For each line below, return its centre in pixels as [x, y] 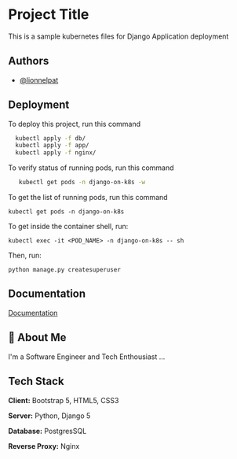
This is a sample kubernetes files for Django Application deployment [118, 36]
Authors [29, 61]
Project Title [49, 15]
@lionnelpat [39, 80]
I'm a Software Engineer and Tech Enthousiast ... [87, 357]
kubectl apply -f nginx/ [56, 153]
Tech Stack [36, 381]
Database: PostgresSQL [47, 431]
